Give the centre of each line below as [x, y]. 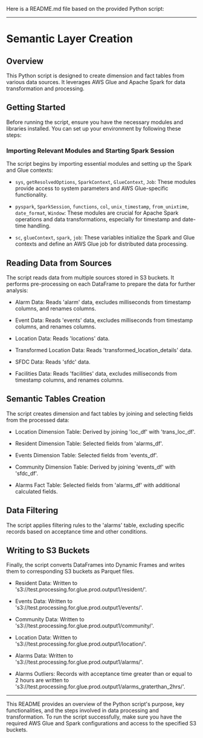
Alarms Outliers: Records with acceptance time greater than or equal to [103, 674]
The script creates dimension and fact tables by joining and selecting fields [100, 413]
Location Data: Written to [46, 638]
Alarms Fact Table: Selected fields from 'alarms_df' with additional [97, 485]
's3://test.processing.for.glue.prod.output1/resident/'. [81, 590]
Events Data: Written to [43, 601]
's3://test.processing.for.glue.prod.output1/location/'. [81, 644]
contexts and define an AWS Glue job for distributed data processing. [101, 244]
